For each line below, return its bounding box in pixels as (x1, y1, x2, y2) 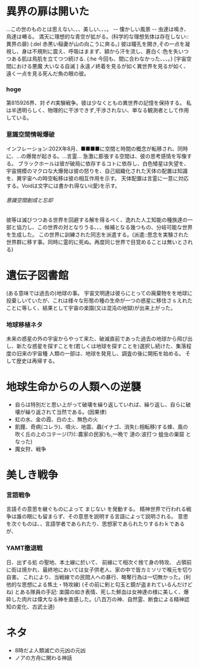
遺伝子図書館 (6, 268, 69, 282)
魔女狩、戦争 (14, 445, 46, 453)
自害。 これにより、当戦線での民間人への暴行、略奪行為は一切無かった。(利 (6, 573, 191, 581)
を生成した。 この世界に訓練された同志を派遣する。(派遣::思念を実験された (6, 231, 190, 238)
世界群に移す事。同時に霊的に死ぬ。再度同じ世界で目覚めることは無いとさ (6, 238, 188, 245)
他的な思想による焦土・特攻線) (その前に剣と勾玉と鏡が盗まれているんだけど (6, 581, 193, 588)
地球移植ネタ (6, 320, 43, 329)
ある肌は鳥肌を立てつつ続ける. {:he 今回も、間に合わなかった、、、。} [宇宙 (11, 55, 187, 62)
